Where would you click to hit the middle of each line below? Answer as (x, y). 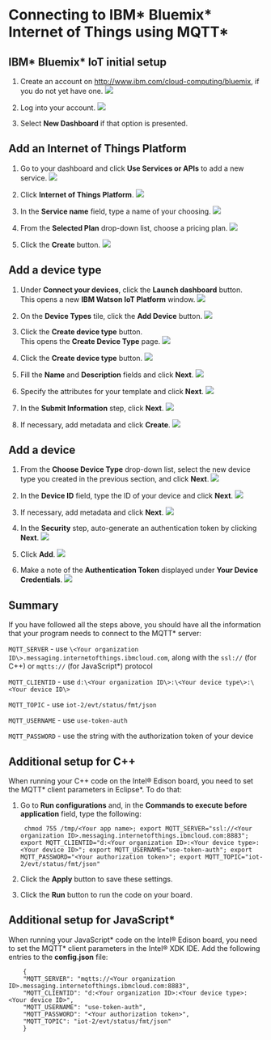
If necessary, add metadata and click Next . (92, 512)
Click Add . (38, 554)
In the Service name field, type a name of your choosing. (116, 211)
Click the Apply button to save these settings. (96, 879)
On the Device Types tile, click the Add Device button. (111, 316)
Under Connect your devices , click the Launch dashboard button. (131, 290)
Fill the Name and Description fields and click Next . (107, 375)
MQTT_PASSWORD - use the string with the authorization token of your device (131, 736)
